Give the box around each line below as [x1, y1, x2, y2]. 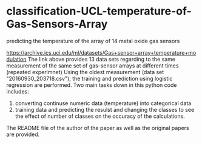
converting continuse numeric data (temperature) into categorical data [15, 99, 192, 107]
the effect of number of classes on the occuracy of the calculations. [15, 112, 185, 120]
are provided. [6, 131, 40, 138]
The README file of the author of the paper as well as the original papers [6, 124, 189, 131]
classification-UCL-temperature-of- [6, 4, 192, 18]
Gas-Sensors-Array [6, 17, 108, 31]
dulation [6, 55, 27, 63]
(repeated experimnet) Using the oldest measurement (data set [6, 68, 164, 75]
